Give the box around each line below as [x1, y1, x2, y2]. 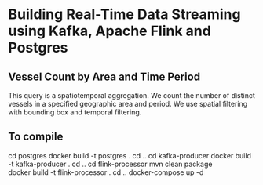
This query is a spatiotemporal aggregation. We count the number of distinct [8, 91, 255, 100]
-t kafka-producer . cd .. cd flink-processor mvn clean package [8, 159, 213, 169]
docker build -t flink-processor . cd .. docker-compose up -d [8, 167, 204, 177]
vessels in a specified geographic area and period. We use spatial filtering [8, 100, 248, 108]
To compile [8, 130, 64, 143]
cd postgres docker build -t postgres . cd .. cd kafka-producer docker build [8, 151, 251, 160]
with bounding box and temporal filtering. [8, 107, 142, 117]
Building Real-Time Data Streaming [8, 5, 241, 24]
